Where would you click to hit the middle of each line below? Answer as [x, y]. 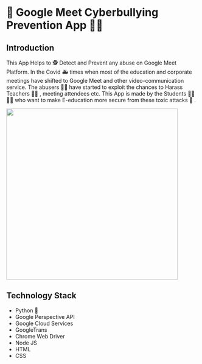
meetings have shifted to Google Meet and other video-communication [95, 81]
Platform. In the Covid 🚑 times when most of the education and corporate [99, 72]
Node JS [26, 343]
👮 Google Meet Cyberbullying [82, 12]
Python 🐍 [26, 310]
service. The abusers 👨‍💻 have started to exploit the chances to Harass [95, 87]
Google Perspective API [45, 317]
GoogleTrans [31, 330]
